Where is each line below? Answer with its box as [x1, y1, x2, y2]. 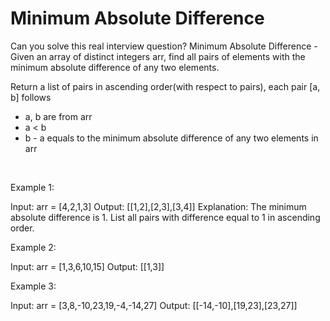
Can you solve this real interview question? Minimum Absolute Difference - [10, 40, 318, 52]
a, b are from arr [24, 110, 93, 122]
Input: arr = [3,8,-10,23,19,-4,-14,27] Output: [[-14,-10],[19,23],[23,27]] [10, 299, 298, 311]
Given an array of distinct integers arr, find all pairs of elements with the [10, 50, 306, 62]
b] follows [10, 91, 52, 103]
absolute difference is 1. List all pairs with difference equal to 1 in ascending [10, 211, 321, 223]
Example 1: [10, 181, 55, 193]
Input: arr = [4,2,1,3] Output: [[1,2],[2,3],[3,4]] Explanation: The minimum [10, 200, 307, 212]
